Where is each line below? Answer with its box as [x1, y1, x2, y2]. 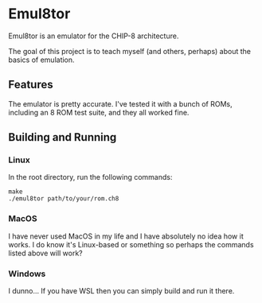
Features [8, 78, 53, 91]
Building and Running [8, 130, 117, 144]
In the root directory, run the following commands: [8, 173, 173, 182]
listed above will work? [8, 248, 84, 258]
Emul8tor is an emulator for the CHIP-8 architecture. [8, 31, 179, 41]
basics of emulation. [8, 55, 75, 64]
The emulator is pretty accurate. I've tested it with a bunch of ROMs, [8, 99, 233, 108]
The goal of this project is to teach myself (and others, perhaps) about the [8, 46, 251, 56]
